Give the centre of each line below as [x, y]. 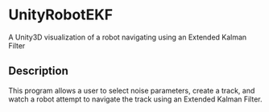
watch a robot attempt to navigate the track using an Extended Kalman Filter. [135, 99]
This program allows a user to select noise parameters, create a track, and [132, 90]
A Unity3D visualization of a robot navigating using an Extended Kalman [128, 37]
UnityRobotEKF [61, 15]
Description [38, 71]
